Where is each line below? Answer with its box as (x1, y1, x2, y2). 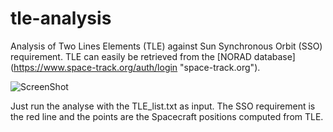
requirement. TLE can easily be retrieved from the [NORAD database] (10, 50, 296, 62)
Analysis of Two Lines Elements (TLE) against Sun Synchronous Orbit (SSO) (10, 40, 323, 52)
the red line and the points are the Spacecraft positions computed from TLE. (10, 110, 324, 122)
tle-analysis (10, 7, 112, 30)
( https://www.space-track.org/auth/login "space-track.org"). (10, 61, 261, 73)
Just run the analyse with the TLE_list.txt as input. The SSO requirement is (10, 100, 316, 112)
